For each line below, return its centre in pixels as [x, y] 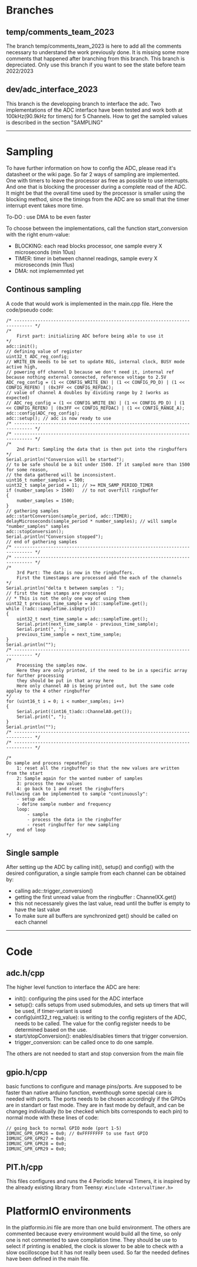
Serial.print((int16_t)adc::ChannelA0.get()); [74, 711]
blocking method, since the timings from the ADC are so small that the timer [98, 199]
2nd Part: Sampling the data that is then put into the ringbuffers [102, 449]
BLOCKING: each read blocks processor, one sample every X [88, 246]
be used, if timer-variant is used [53, 1011]
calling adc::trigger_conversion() [54, 891]
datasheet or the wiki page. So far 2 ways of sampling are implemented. [93, 174]
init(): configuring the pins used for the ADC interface [79, 999]
